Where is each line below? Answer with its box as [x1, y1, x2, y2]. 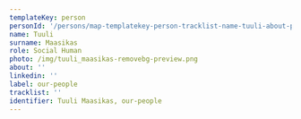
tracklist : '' [9, 88, 63, 97]
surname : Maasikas [9, 38, 78, 47]
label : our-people [9, 80, 78, 89]
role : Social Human [9, 47, 82, 55]
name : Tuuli [9, 30, 54, 38]
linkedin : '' [9, 72, 58, 81]
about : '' [9, 64, 47, 72]
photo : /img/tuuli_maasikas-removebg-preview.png [9, 55, 199, 64]
